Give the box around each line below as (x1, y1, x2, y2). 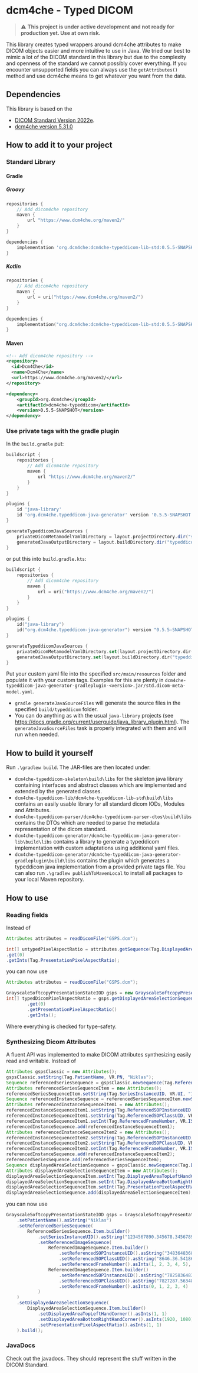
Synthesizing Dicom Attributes (6, 1038, 96, 1046)
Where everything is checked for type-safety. (6, 1023, 117, 1030)
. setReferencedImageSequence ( (37, 1239, 112, 1245)
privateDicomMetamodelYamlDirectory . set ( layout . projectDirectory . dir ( (16, 648, 194, 654)
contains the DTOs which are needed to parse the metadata (14, 819, 160, 826)
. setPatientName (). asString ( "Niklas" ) (16, 1217, 112, 1223)
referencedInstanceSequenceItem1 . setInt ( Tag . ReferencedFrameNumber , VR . (6, 1118, 189, 1124)
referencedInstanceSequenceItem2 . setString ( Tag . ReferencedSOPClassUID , (6, 1140, 186, 1146)
